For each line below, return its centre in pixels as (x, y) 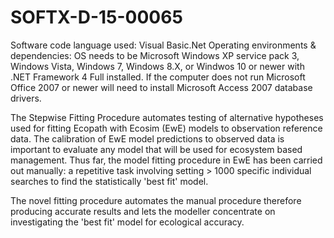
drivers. (26, 98)
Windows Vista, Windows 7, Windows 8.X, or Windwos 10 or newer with (157, 66)
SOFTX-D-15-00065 (96, 17)
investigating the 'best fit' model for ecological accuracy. (127, 222)
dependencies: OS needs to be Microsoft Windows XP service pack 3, (155, 55)
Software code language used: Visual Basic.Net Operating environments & (163, 45)
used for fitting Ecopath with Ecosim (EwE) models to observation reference (166, 128)
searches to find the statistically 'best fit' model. (109, 181)
